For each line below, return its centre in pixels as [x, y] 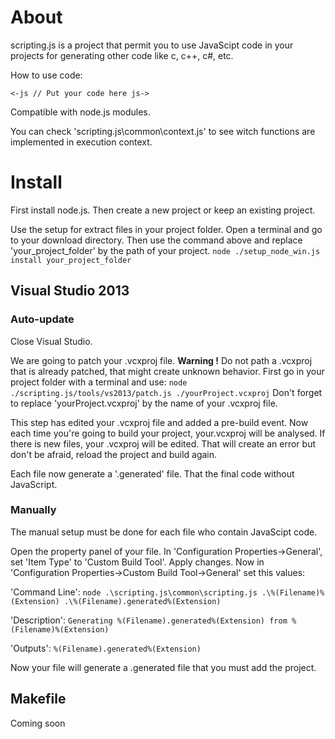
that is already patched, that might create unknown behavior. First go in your [167, 371]
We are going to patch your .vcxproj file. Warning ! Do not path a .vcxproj [161, 360]
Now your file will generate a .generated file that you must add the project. [163, 667]
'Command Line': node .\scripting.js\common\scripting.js [134, 592]
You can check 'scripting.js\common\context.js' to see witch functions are [163, 131]
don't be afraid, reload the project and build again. [114, 454]
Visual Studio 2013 [70, 291]
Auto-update [42, 319]
